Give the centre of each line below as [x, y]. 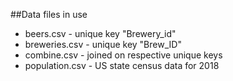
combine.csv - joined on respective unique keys [123, 55]
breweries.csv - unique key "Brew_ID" [103, 44]
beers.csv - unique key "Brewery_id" [100, 33]
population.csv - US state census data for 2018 [122, 65]
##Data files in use [49, 14]
